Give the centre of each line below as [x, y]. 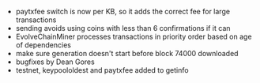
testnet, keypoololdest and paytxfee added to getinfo [102, 70]
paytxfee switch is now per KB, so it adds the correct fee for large [123, 11]
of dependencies [43, 45]
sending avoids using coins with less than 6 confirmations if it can [123, 28]
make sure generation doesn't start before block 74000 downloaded [127, 53]
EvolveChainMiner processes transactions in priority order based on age [134, 36]
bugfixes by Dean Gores [55, 62]
